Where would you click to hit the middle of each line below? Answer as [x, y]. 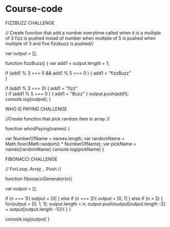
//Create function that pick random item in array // [58, 119]
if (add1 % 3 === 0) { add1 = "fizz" [41, 88]
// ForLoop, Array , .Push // [33, 169]
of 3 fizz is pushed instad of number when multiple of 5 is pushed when [81, 38]
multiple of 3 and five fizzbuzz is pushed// [50, 43]
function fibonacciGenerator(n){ [39, 179]
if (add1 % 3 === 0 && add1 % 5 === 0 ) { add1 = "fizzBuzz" [68, 73]
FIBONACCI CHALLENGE [31, 159]
